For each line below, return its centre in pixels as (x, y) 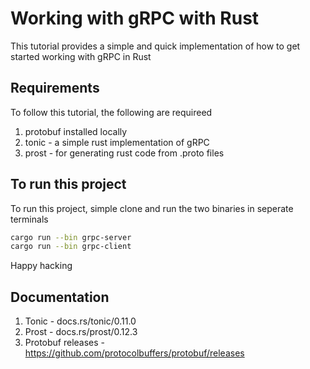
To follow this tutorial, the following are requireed (111, 112)
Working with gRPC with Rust (135, 18)
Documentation (60, 297)
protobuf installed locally (76, 131)
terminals (29, 219)
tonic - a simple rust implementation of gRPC (117, 142)
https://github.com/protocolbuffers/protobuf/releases (134, 353)
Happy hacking (41, 266)
